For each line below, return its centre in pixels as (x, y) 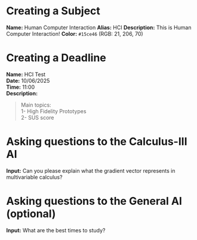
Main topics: (36, 105)
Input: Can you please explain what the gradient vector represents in (91, 170)
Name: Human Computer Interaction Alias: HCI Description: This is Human (99, 27)
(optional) (31, 214)
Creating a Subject (53, 11)
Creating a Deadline (56, 58)
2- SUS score (38, 117)
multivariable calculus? (34, 177)
